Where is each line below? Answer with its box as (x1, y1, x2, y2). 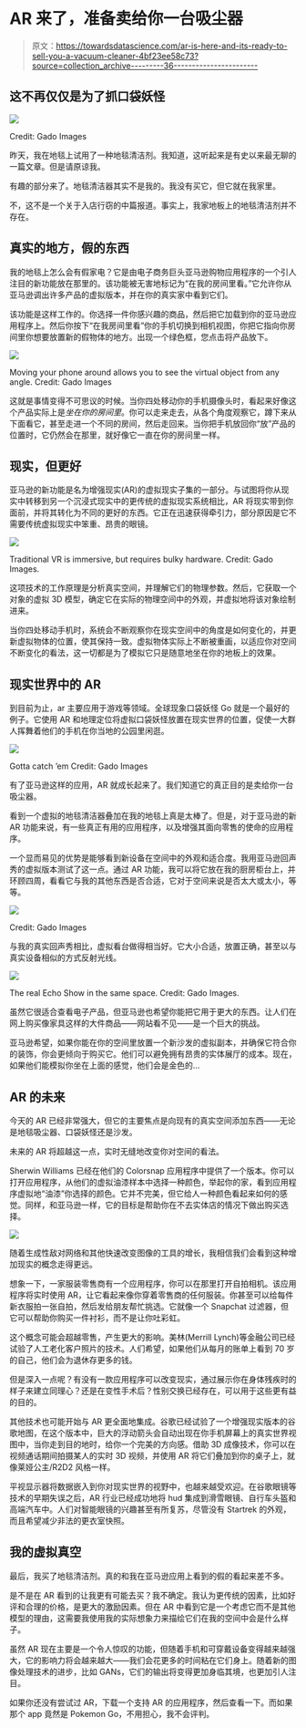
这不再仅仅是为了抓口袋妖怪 (9, 88, 166, 105)
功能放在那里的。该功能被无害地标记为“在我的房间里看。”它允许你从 (40, 277, 292, 288)
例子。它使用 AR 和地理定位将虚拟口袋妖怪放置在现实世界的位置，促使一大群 (9, 714, 296, 725)
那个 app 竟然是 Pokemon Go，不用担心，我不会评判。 (9, 1708, 215, 1719)
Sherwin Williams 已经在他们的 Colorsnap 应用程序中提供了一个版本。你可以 (9, 1165, 295, 1176)
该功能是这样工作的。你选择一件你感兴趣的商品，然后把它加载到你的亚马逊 (9, 308, 289, 319)
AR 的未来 (9, 1089, 66, 1104)
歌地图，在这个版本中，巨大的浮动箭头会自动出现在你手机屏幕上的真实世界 (9, 1428, 289, 1438)
